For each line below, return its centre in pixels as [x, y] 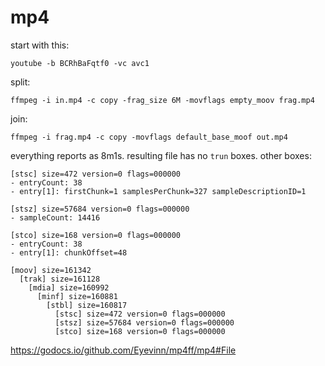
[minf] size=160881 [77, 296]
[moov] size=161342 [51, 270]
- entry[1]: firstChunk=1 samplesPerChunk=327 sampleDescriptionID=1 [158, 191]
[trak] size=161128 [60, 279]
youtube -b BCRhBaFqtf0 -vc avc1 [80, 63]
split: [20, 82]
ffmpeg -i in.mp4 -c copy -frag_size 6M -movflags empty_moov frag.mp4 [162, 100]
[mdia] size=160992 [69, 287]
